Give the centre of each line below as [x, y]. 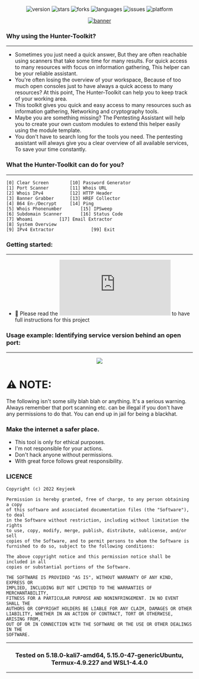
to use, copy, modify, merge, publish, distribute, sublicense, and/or [96, 530]
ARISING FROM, [24, 619]
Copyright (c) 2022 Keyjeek [41, 489]
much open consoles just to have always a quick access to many [94, 86]
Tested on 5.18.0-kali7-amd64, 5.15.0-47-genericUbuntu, [99, 655]
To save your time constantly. [51, 149]
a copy [14, 504]
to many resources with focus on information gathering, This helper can [102, 67]
